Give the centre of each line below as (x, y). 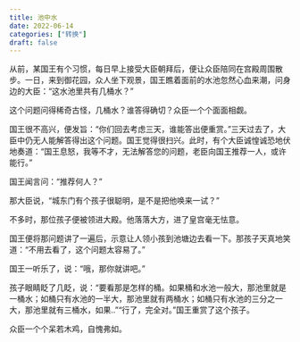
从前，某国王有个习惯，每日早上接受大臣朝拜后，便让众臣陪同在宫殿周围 (142, 69)
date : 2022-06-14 (42, 26)
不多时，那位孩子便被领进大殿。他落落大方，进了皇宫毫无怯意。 (126, 220)
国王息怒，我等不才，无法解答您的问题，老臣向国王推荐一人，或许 (166, 152)
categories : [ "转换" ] (48, 34)
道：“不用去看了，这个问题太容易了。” (77, 250)
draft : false (33, 42)
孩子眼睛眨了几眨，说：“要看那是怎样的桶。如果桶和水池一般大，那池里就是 (148, 288)
